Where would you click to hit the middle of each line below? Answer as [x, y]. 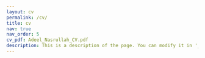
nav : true [19, 29]
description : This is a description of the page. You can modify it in [99, 46]
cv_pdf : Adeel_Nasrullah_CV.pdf [47, 40]
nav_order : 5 [23, 34]
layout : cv [20, 12]
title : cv [19, 23]
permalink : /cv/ [27, 18]
